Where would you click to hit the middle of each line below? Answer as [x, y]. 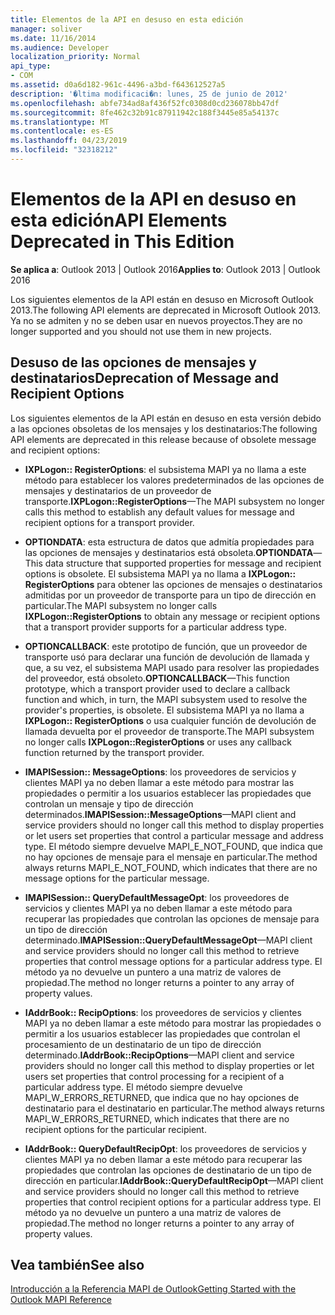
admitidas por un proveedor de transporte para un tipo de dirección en [170, 595]
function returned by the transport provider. [114, 752]
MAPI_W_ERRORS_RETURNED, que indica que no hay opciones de [162, 1097]
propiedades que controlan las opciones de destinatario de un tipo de [168, 1170]
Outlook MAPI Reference [61, 1300]
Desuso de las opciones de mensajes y [133, 362]
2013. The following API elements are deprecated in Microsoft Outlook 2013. [166, 310]
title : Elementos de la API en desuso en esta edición [127, 19]
